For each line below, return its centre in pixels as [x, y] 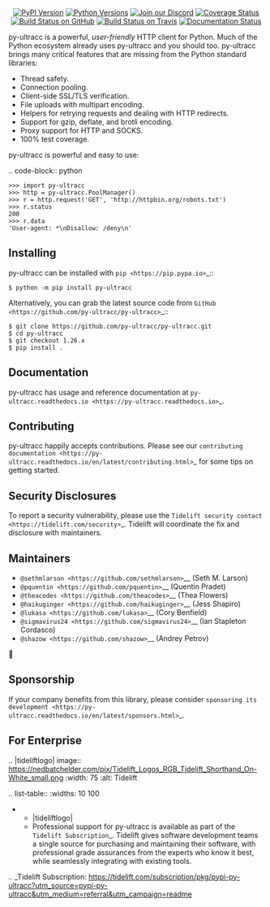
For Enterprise [45, 741]
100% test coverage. [55, 139]
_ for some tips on [223, 462]
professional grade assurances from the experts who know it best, [143, 852]
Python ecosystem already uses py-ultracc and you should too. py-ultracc [133, 46]
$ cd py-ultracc [36, 334]
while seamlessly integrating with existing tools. [112, 861]
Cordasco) [38, 630]
